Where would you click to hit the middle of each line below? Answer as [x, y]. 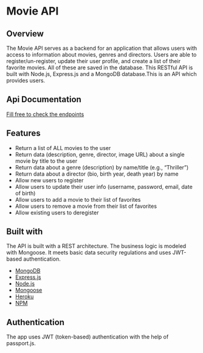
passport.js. [21, 343]
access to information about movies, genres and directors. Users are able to [101, 55]
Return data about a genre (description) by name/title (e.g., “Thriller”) [102, 167]
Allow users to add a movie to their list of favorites [78, 199]
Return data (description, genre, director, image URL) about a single [100, 154]
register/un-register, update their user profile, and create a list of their [94, 61]
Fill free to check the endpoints [45, 114]
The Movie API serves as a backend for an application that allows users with [102, 48]
